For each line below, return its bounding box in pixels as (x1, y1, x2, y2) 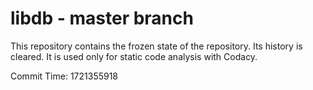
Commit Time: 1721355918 (10, 70, 119, 82)
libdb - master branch (10, 7, 194, 30)
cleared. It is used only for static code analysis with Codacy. (10, 50, 258, 62)
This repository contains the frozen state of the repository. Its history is (10, 40, 303, 52)
